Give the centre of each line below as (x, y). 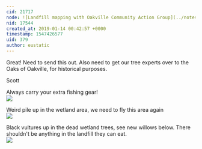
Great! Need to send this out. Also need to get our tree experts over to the (98, 62)
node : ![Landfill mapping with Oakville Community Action (80, 17)
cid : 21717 (20, 12)
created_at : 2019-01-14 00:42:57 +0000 (56, 29)
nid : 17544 (20, 23)
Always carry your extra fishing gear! (52, 92)
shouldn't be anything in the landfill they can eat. (67, 133)
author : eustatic (28, 46)
